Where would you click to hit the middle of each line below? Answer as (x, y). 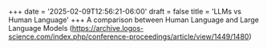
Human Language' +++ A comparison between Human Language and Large (133, 20)
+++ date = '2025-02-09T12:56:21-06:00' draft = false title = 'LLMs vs (125, 11)
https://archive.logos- (108, 28)
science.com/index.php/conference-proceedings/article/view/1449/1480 (129, 36)
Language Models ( (40, 28)
